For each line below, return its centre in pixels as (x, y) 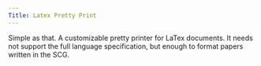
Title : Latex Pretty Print (52, 15)
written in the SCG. (39, 54)
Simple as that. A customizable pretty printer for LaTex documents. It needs (131, 38)
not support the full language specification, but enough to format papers (126, 46)
